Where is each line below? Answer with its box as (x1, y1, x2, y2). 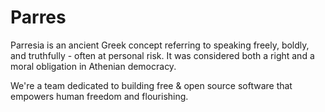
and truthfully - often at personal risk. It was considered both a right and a (10, 49, 315, 61)
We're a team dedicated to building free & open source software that (10, 79, 293, 91)
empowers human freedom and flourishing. (10, 90, 189, 102)
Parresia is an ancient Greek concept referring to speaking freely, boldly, (10, 39, 310, 51)
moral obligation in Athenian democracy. (10, 60, 177, 72)
